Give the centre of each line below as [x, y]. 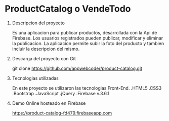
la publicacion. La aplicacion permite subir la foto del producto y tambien [88, 43]
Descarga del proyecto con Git [44, 58]
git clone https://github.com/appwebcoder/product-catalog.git [77, 68]
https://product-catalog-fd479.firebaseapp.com [62, 113]
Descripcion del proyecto [38, 23]
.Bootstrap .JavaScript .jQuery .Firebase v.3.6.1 [61, 93]
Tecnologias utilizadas [35, 78]
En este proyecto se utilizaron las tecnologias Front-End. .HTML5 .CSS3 [87, 88]
